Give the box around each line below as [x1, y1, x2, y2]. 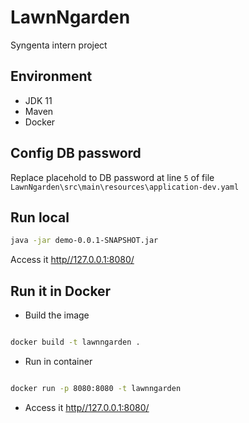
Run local [10, 209, 70, 226]
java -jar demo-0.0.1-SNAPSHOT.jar [10, 236, 159, 246]
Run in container [24, 355, 93, 367]
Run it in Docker [10, 282, 112, 300]
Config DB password [10, 145, 142, 162]
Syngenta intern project [10, 39, 108, 51]
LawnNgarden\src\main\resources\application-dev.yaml [10, 182, 240, 192]
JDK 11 [24, 94, 53, 106]
